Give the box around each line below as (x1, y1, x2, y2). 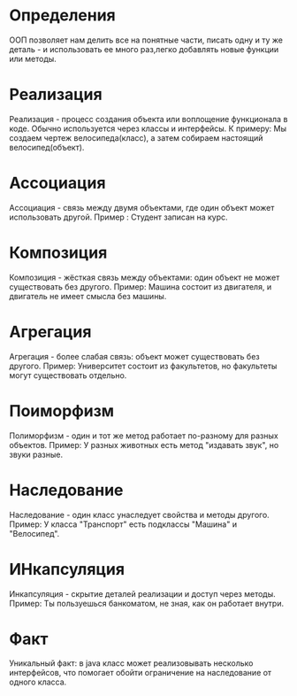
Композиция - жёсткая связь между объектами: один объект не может (9, 272, 280, 282)
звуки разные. (9, 449, 64, 460)
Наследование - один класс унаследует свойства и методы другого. (9, 509, 270, 520)
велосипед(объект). (9, 142, 85, 152)
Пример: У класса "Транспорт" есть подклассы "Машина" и (9, 519, 237, 530)
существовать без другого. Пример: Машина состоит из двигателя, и (9, 281, 272, 292)
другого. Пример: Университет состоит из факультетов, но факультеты (9, 360, 278, 371)
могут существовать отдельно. (9, 369, 127, 381)
